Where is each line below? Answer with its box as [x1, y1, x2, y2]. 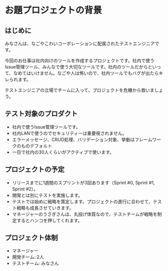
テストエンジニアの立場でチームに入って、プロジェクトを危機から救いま [5, 87, 155, 93]
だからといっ [134, 64, 161, 70]
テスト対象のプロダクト [5, 109, 78, 118]
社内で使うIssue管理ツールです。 [12, 124, 81, 130]
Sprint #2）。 [12, 186, 38, 192]
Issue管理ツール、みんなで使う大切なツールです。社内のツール [5, 64, 135, 70]
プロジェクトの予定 [5, 165, 65, 174]
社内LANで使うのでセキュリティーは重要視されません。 [12, 130, 127, 136]
